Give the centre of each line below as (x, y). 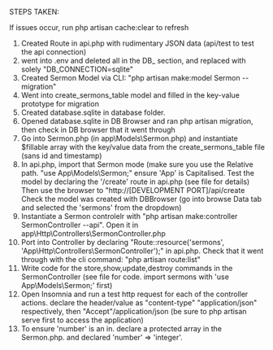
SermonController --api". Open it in (80, 225)
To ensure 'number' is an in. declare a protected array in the (121, 328)
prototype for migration (60, 104)
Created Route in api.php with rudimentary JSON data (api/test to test (137, 43)
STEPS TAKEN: (35, 12)
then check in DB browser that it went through (98, 130)
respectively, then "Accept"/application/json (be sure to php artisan (134, 311)
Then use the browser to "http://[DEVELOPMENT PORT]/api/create (133, 190)
